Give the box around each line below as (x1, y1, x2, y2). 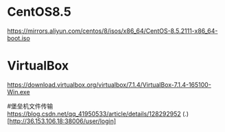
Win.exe (7, 88, 30, 96)
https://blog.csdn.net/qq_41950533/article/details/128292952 (7, 109, 182, 118)
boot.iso (7, 34, 31, 42)
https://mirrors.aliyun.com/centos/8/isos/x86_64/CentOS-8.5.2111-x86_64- (7, 27, 218, 35)
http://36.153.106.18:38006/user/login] (9, 117, 117, 125)
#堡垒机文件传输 (7, 102, 54, 110)
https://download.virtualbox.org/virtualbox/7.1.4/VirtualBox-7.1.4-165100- (7, 80, 211, 89)
